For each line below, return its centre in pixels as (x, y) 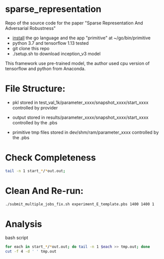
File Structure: (35, 89)
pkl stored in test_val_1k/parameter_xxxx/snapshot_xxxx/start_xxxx (80, 102)
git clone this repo (31, 48)
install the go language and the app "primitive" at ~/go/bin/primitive (81, 38)
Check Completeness (50, 158)
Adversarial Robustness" (31, 28)
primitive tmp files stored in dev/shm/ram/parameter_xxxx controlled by (85, 132)
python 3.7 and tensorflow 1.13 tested (50, 43)
